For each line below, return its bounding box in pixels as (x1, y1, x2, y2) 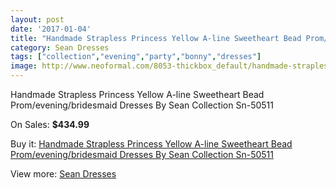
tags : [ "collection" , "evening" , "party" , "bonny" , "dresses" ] (10, 52, 262, 62)
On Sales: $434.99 (10, 119, 90, 130)
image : (10, 61, 38, 71)
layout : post (10, 14, 65, 25)
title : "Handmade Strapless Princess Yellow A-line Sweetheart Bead (10, 33, 302, 43)
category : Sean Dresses (10, 42, 110, 53)
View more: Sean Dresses (10, 168, 117, 180)
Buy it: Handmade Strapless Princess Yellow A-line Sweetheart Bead (10, 138, 293, 150)
